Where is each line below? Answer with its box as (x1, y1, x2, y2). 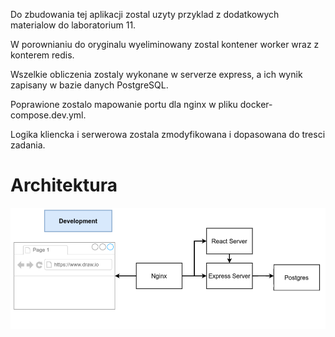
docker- (239, 99, 273, 110)
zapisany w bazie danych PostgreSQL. (10, 79, 169, 91)
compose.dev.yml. (10, 109, 87, 121)
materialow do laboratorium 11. (10, 19, 137, 31)
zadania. (10, 139, 46, 151)
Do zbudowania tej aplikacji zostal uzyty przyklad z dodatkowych (10, 9, 280, 20)
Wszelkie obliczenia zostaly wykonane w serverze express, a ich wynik (10, 69, 303, 80)
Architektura (10, 174, 118, 197)
